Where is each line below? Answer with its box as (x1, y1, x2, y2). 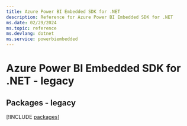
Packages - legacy (6, 98, 76, 108)
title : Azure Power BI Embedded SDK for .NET (6, 8, 120, 15)
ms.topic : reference (6, 25, 57, 31)
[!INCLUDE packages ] (6, 114, 60, 120)
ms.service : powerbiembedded (6, 36, 78, 42)
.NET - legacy (6, 75, 75, 88)
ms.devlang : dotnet (6, 31, 54, 37)
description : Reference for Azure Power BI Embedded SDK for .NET (6, 14, 173, 20)
